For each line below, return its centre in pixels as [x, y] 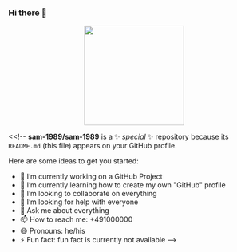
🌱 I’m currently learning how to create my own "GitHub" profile [122, 185]
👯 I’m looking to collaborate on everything [88, 194]
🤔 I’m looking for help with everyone [79, 202]
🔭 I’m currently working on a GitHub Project [91, 177]
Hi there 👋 [28, 13]
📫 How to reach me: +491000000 [76, 219]
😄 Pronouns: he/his [52, 231]
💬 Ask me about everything [64, 211]
